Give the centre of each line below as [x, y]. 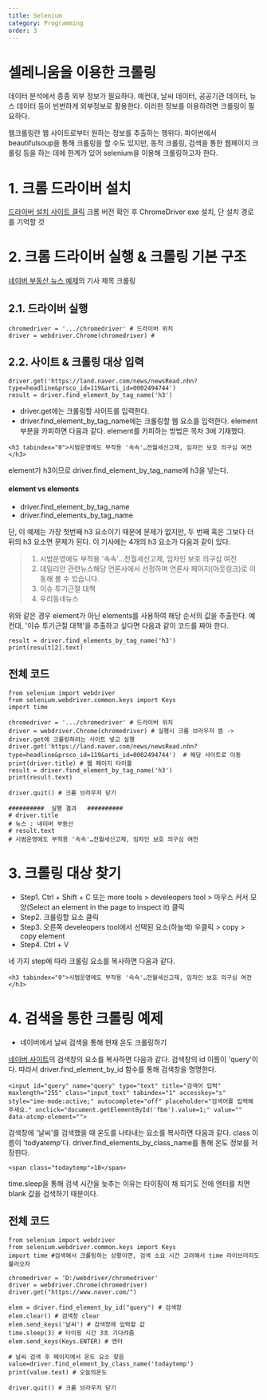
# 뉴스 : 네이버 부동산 [41, 823]
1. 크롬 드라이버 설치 [70, 188]
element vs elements [44, 489]
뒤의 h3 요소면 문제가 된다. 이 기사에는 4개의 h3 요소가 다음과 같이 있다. [120, 542]
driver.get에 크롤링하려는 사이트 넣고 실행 [72, 740]
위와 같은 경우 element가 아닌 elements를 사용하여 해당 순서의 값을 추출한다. [128, 616]
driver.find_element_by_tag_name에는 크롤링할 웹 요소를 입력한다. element [138, 421]
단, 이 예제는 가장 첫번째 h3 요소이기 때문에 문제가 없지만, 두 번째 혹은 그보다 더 [131, 532]
